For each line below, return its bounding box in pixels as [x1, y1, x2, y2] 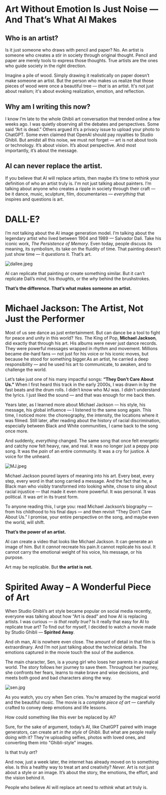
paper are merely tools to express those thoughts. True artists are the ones [5, 58, 158, 63]
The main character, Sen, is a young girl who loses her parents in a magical [5, 659, 159, 665]
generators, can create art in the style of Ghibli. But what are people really [5, 729, 156, 735]
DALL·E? [5, 214, 40, 224]
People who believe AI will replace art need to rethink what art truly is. [5, 785, 148, 791]
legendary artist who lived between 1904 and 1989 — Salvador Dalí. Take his [5, 235, 162, 241]
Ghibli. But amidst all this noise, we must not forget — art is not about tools [5, 137, 158, 143]
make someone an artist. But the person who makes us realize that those [5, 78, 154, 83]
